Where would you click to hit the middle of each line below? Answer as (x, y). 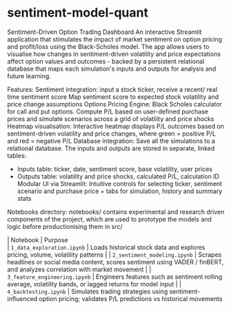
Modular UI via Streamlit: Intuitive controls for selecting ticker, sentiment (120, 183)
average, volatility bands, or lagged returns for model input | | (94, 284)
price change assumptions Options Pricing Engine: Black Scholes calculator (115, 104)
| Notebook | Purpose (38, 239)
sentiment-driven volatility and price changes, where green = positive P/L (111, 134)
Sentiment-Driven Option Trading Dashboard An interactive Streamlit (104, 32)
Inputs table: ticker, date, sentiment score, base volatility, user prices (114, 169)
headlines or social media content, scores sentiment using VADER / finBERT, (115, 262)
